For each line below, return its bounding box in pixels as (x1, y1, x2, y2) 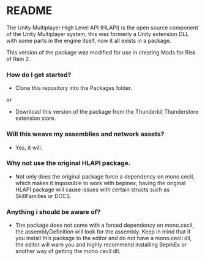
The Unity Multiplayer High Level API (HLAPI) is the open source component (6, 24, 198, 31)
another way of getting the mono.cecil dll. (15, 248, 121, 255)
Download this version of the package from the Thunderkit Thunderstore (15, 108, 199, 116)
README (6, 4, 53, 18)
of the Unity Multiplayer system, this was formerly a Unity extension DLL (6, 30, 189, 37)
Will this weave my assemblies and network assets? (6, 130, 165, 138)
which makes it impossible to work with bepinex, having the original (15, 179, 186, 186)
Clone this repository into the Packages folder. (15, 84, 133, 92)
